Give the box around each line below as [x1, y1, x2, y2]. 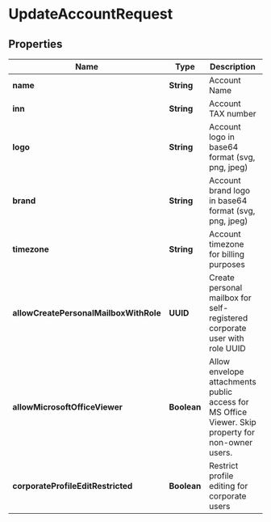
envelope [208, 366, 244, 377]
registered [208, 312, 248, 324]
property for [208, 427, 256, 438]
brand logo [208, 185, 251, 196]
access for [208, 397, 249, 407]
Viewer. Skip [208, 417, 256, 427]
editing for [208, 481, 248, 491]
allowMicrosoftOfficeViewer [12, 401, 123, 413]
